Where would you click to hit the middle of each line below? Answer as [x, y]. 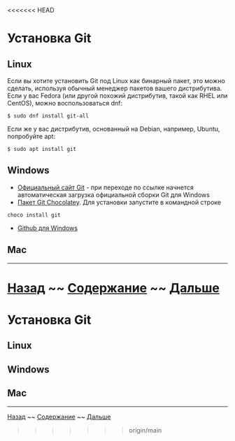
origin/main [145, 430]
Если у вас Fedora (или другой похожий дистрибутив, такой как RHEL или [117, 96]
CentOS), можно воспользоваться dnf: [65, 103]
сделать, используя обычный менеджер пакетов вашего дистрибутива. [115, 88]
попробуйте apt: [31, 136]
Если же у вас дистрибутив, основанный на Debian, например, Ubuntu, [114, 129]
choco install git [34, 215]
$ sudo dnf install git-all [48, 116]
